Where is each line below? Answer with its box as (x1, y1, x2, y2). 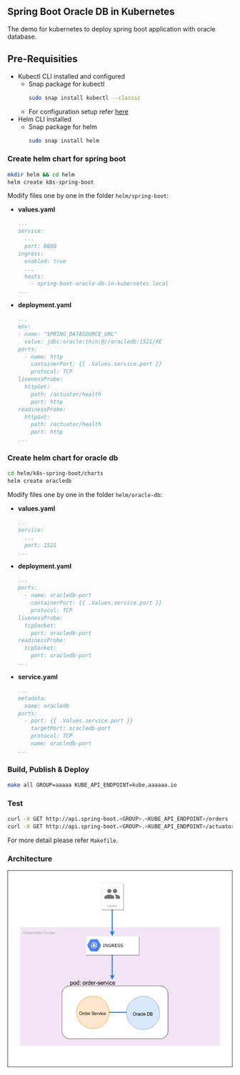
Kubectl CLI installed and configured (17, 71, 126, 81)
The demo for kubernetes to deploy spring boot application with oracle (7, 24, 216, 33)
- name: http (24, 353, 64, 360)
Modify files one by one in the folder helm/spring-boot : (7, 191, 169, 200)
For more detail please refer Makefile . (7, 836, 119, 845)
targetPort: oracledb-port (31, 725, 111, 732)
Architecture (7, 854, 53, 864)
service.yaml (17, 672, 59, 681)
